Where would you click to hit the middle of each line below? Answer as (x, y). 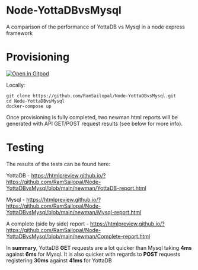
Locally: (16, 85)
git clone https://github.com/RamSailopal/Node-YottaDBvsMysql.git (91, 96)
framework (20, 33)
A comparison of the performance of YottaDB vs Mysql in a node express (95, 27)
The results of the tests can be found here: (58, 164)
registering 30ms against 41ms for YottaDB (59, 260)
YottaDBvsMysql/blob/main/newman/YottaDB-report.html (76, 188)
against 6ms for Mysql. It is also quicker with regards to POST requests (93, 254)
